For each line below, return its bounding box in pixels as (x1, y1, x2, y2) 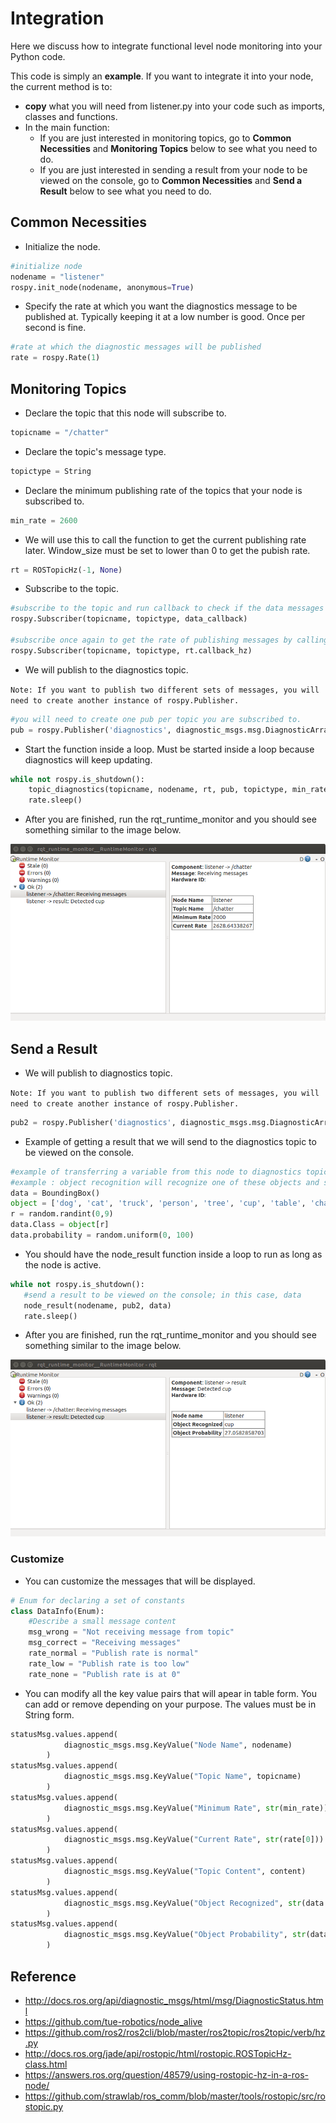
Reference (10, 1968, 77, 1985)
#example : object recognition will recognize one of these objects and (10, 1177, 320, 1187)
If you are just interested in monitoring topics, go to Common (39, 132, 292, 144)
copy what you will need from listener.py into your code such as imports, (24, 100, 326, 112)
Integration (10, 7, 105, 30)
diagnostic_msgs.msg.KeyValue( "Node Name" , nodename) (63, 1740, 293, 1750)
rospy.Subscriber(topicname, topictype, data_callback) (10, 614, 248, 624)
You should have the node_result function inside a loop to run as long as (24, 1248, 323, 1260)
